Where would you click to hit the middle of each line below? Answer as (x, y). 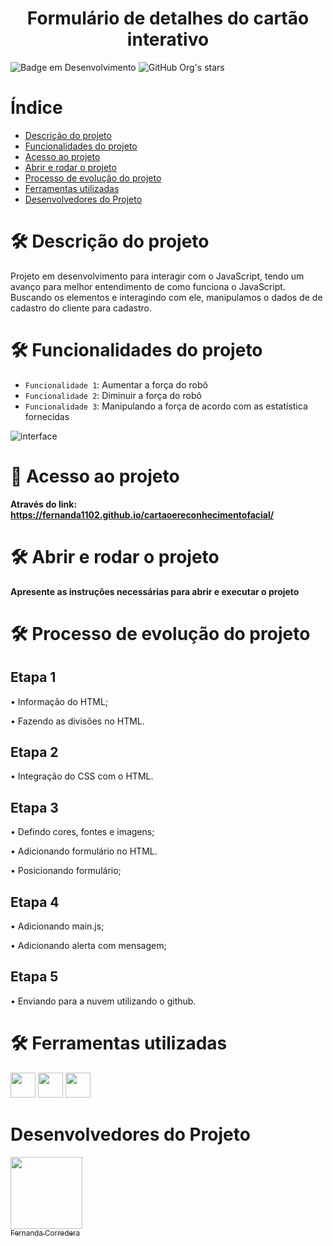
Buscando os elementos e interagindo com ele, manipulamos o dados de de (166, 297)
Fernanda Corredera (45, 1233)
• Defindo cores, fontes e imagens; (82, 832)
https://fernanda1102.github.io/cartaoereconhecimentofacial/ (142, 514)
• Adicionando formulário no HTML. (84, 851)
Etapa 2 (34, 752)
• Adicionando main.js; (57, 926)
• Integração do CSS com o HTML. (82, 776)
